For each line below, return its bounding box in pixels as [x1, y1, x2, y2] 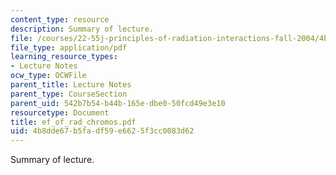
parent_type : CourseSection [10, 89, 128, 99]
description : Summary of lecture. [10, 24, 155, 34]
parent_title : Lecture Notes [10, 80, 132, 90]
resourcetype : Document [10, 107, 110, 118]
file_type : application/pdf [10, 42, 128, 53]
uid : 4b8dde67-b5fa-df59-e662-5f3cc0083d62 [10, 126, 195, 136]
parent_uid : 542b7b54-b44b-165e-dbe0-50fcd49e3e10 [10, 98, 226, 108]
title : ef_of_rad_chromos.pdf [10, 117, 137, 127]
